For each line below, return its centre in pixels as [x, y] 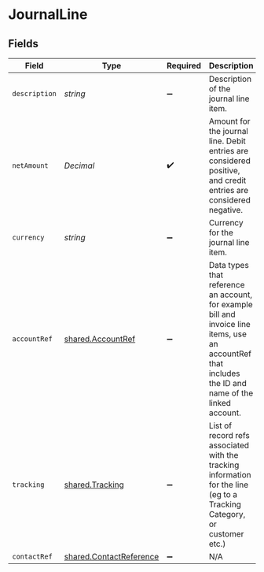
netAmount [30, 166]
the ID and [228, 383]
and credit [227, 180]
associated [229, 445]
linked [220, 403]
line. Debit [227, 141]
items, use [228, 334]
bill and [222, 314]
